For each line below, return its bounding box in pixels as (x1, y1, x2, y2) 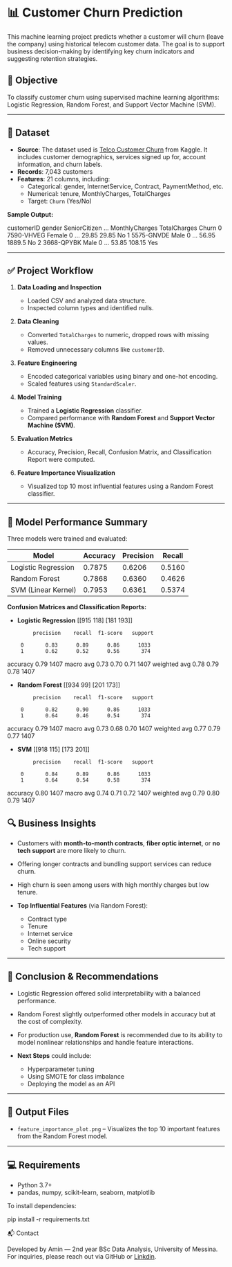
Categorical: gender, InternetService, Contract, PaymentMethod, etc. (27, 182, 224, 190)
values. (27, 338, 48, 346)
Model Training (17, 393, 62, 402)
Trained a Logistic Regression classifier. (27, 406, 143, 415)
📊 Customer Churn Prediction (7, 5, 183, 21)
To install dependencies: (7, 1202, 77, 1210)
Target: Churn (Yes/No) (27, 197, 92, 205)
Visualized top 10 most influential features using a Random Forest (27, 482, 214, 491)
